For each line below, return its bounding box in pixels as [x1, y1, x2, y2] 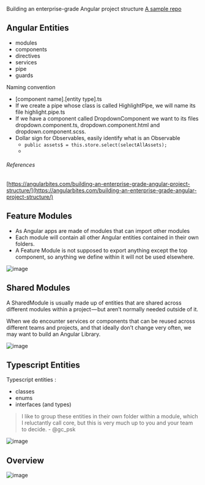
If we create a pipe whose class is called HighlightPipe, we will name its [15, 102, 196, 109]
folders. [15, 240, 35, 247]
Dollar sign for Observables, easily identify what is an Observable [15, 134, 181, 141]
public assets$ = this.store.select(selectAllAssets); [24, 142, 167, 148]
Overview [6, 455, 45, 465]
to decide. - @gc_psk [21, 426, 76, 433]
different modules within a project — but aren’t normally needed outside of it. [6, 305, 199, 313]
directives [15, 52, 41, 59]
